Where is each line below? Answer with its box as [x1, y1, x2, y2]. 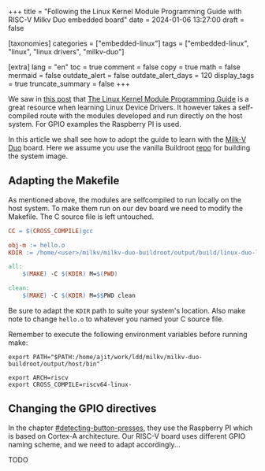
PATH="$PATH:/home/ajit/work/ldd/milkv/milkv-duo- [32, 353, 203, 361]
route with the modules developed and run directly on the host [39, 111, 243, 121]
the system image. [8, 151, 69, 161]
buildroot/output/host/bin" [8, 360, 101, 368]
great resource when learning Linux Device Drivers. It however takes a [8, 102, 237, 112]
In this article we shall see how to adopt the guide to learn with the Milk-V [8, 135, 247, 144]
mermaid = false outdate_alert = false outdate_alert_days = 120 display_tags [8, 71, 255, 80]
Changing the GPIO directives [8, 402, 157, 416]
